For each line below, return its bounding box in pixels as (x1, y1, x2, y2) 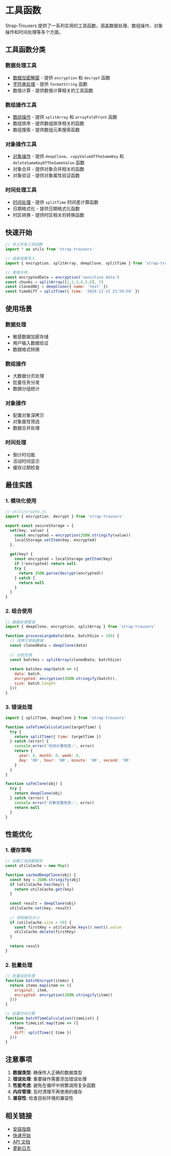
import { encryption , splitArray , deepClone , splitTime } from (5, 261, 142, 266)
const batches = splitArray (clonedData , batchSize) (10, 657, 122, 662)
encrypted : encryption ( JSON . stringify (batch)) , (14, 676, 117, 681)
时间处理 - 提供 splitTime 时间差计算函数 (12, 199, 99, 205)
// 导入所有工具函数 (5, 242, 43, 247)
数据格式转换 (12, 346, 40, 352)
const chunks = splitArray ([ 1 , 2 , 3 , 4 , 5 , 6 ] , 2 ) (5, 279, 104, 285)
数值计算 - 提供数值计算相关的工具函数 (12, 87, 94, 93)
